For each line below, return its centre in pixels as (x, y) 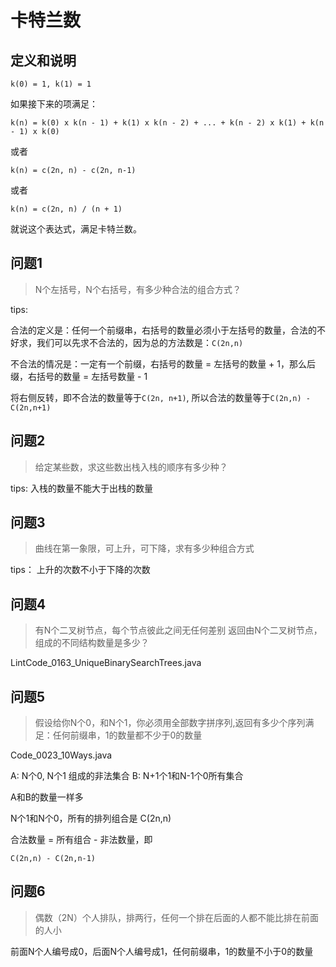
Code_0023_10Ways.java (61, 755)
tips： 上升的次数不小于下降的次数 (80, 570)
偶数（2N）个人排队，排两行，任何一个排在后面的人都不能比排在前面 (176, 917)
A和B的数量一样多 (47, 797)
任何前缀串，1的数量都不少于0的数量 (127, 735)
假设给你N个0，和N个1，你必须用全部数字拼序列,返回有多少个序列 (170, 723)
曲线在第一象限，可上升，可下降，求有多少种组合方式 (144, 548)
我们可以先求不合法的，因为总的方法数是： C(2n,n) (140, 342)
